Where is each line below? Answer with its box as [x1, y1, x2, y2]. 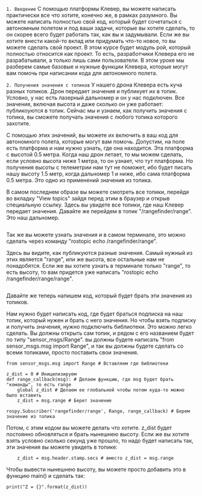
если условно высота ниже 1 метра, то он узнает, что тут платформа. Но [6, 157, 194, 164]
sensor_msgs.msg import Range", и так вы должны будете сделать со [6, 342, 184, 349]
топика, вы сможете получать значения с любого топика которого [6, 113, 178, 121]
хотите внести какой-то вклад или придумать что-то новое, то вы [6, 38, 176, 44]
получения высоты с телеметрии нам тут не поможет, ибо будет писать [6, 164, 192, 171]
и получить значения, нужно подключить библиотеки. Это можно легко [6, 323, 192, 330]
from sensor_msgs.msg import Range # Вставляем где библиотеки [6, 360, 169, 366]
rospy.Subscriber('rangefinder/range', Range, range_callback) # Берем [6, 408, 190, 414]
